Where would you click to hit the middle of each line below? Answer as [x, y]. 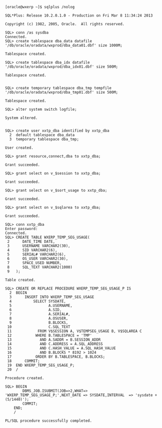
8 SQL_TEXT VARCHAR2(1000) [40, 267]
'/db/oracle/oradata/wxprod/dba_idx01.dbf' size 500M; [62, 67]
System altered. [21, 118]
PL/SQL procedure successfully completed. [49, 421]
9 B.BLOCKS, [39, 323]
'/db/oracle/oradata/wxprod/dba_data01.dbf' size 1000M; [64, 45]
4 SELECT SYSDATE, [38, 301]
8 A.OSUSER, [39, 318]
